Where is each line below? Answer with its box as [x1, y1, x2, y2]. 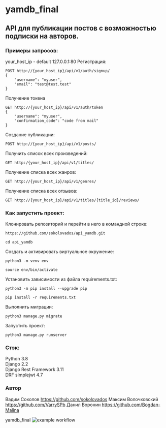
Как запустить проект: [5, 209, 64, 217]
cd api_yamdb [5, 240, 33, 245]
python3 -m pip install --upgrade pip [5, 286, 87, 291]
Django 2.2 [5, 361, 28, 367]
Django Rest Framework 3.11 [5, 366, 64, 373]
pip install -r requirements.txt [5, 295, 76, 300]
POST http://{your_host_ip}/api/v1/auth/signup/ [5, 68, 110, 73]
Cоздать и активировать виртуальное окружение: [5, 249, 114, 255]
